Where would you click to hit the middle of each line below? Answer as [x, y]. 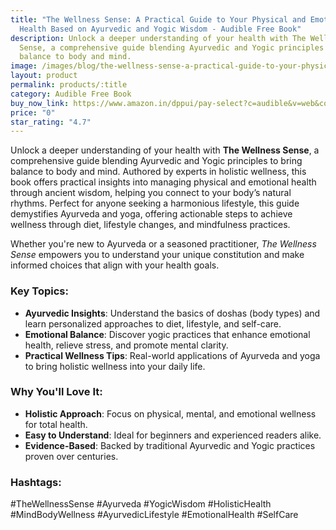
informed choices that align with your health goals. [115, 265]
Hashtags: [36, 482]
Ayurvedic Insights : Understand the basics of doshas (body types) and [172, 313]
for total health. [56, 424]
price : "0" [33, 112]
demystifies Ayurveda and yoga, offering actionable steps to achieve [151, 214]
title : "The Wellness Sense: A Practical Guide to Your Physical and [158, 19]
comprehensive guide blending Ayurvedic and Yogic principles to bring [156, 161]
